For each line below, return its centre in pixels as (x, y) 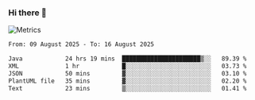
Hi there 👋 (28, 13)
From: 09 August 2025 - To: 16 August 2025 (81, 44)
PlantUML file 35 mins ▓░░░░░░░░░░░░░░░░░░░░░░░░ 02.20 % (127, 81)
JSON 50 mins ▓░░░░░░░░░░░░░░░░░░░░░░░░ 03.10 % (127, 73)
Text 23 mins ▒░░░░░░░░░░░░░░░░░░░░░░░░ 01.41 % (127, 88)
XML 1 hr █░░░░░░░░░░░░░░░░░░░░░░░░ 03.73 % (127, 67)
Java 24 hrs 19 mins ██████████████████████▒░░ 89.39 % (127, 59)
